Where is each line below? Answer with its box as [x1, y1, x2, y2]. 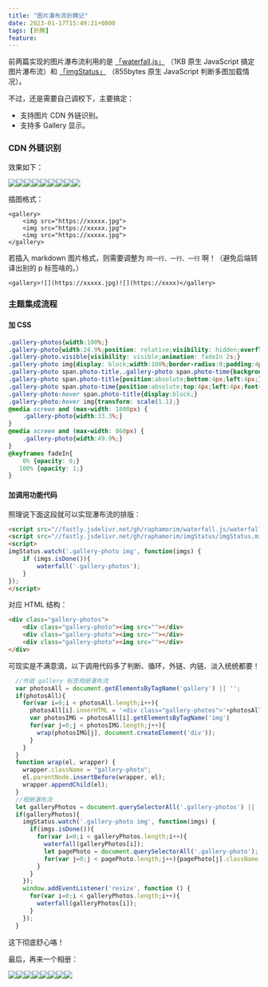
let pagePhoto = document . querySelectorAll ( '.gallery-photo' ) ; [43, 847, 259, 855]
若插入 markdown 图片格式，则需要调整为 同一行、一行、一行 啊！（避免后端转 [8, 253, 258, 263]
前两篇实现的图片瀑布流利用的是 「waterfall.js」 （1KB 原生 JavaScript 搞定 [8, 57, 255, 66]
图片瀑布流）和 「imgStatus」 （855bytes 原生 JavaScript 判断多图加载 [8, 67, 243, 77]
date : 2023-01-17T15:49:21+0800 [8, 19, 116, 27]
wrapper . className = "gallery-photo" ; [22, 766, 152, 774]
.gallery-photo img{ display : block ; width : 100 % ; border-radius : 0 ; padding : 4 [8, 361, 259, 369]
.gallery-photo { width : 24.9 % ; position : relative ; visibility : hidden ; [8, 345, 241, 353]
